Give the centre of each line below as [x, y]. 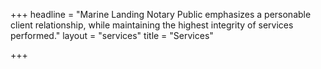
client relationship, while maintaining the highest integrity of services [152, 25]
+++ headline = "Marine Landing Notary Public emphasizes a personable [161, 14]
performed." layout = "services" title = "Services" [112, 35]
